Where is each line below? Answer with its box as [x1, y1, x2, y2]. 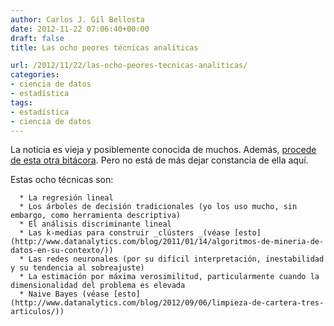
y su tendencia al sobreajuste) [10, 263, 145, 273]
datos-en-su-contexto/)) [10, 246, 114, 256]
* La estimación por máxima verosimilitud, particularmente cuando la [19, 272, 320, 282]
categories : [10, 70, 60, 80]
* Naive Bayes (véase [19, 289, 110, 300]
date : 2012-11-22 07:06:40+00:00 [10, 24, 150, 34]
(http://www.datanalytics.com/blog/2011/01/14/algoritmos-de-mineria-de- [10, 237, 325, 247]
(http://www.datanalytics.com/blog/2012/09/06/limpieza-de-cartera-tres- [10, 298, 325, 308]
